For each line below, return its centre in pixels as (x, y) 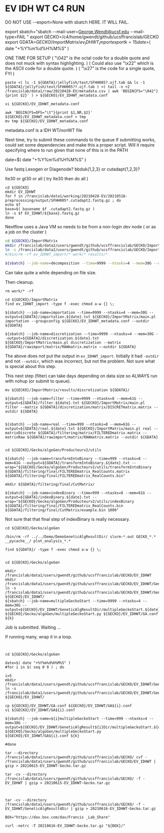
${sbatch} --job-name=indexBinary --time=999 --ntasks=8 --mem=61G (75, 493)
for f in (14, 196)
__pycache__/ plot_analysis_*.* (38, 541)
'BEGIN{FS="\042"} (140, 91)
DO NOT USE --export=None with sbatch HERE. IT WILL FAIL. (67, 22)
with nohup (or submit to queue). (38, 381)
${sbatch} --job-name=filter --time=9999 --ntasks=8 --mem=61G (71, 399)
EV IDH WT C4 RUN (45, 9)
